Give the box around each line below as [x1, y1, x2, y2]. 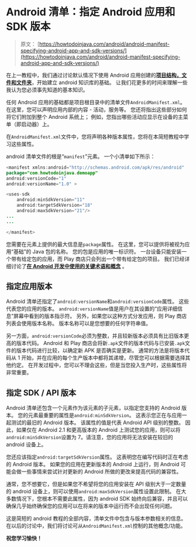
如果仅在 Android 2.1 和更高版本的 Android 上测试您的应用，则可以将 [16, 426, 181, 433]
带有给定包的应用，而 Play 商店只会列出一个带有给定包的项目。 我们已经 [11, 255, 185, 262]
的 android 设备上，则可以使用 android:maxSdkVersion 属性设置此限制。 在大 [6, 488, 187, 495]
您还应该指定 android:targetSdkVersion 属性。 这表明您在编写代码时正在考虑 [6, 453, 188, 460]
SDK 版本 [6, 20, 51, 33]
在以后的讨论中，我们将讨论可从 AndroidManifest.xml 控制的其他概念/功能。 [6, 522, 186, 529]
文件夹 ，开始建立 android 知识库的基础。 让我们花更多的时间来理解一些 [16, 78, 188, 86]
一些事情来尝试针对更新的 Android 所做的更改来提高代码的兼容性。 [21, 468, 182, 475]
